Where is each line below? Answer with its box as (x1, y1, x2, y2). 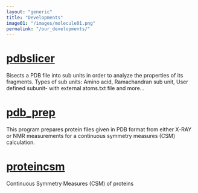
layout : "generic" (6, 8, 53, 15)
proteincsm (6, 160, 65, 174)
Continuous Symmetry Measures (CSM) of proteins (6, 180, 134, 188)
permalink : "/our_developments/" (6, 25, 91, 32)
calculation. (6, 139, 35, 146)
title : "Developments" (6, 15, 63, 21)
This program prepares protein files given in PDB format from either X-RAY (6, 126, 192, 133)
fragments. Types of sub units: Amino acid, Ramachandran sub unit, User (6, 78, 188, 85)
